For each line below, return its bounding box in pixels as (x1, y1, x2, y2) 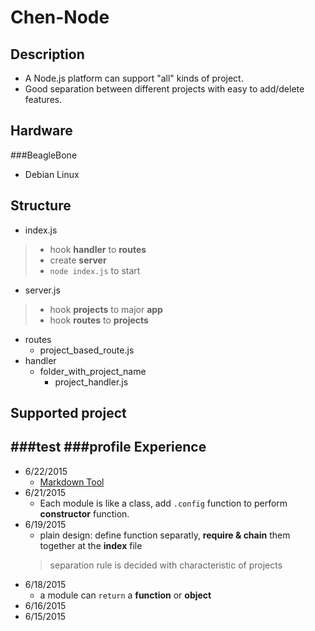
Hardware (10, 122, 73, 140)
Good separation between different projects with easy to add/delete (24, 83, 305, 95)
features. (24, 94, 63, 105)
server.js (24, 284, 61, 296)
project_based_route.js (39, 344, 135, 356)
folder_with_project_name (39, 365, 147, 377)
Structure (10, 197, 72, 215)
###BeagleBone (10, 149, 78, 161)
